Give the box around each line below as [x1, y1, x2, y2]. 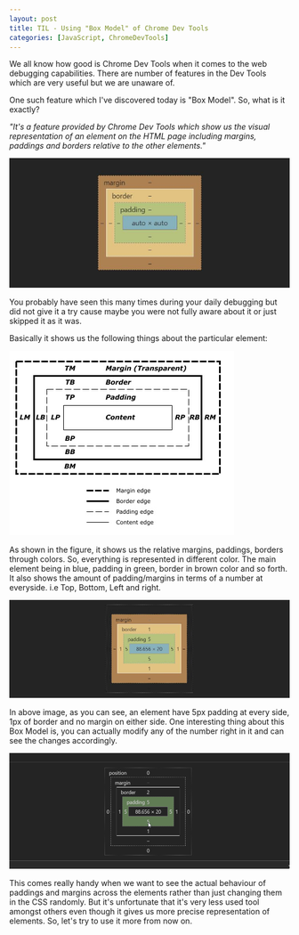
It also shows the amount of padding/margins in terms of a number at [9, 573, 263, 583]
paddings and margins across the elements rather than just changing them [9, 887, 283, 898]
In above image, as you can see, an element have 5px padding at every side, [9, 707, 290, 718]
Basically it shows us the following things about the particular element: [9, 332, 269, 343]
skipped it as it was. [9, 315, 83, 326]
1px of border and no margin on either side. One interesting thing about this [9, 717, 285, 728]
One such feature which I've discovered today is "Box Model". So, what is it [9, 94, 286, 106]
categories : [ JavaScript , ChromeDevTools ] [9, 33, 169, 42]
